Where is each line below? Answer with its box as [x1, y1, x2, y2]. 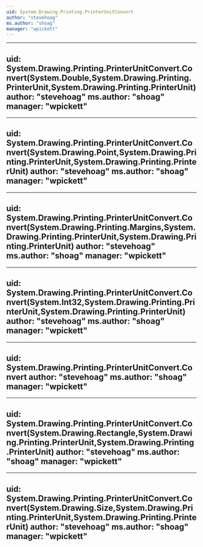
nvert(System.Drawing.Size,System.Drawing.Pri [6, 503, 193, 513]
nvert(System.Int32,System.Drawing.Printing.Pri [6, 297, 195, 307]
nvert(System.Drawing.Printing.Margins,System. [6, 222, 196, 233]
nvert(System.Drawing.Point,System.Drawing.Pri [6, 148, 197, 158]
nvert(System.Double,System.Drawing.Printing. [6, 73, 192, 83]
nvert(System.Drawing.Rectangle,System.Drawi [6, 428, 193, 438]
